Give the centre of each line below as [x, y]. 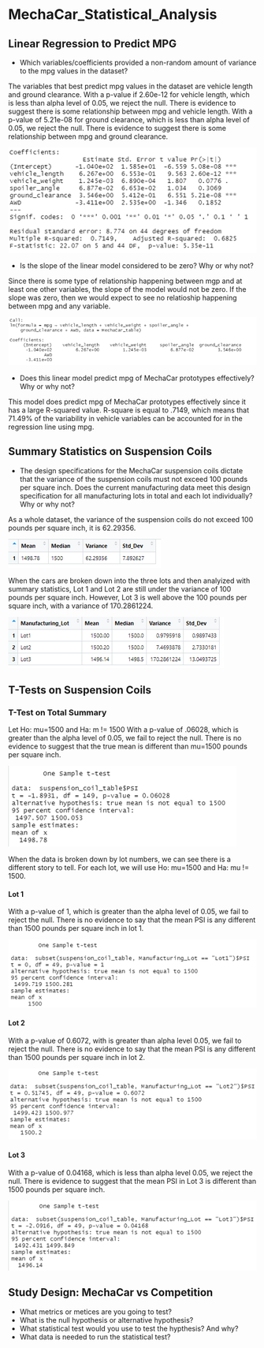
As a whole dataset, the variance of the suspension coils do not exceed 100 [131, 519]
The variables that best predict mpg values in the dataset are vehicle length [131, 86]
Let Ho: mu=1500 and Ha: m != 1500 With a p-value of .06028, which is [123, 730]
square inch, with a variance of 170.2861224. [81, 606]
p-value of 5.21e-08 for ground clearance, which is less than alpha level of [129, 119]
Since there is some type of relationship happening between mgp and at [125, 281]
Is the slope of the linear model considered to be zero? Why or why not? [136, 266]
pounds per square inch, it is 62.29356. [72, 528]
